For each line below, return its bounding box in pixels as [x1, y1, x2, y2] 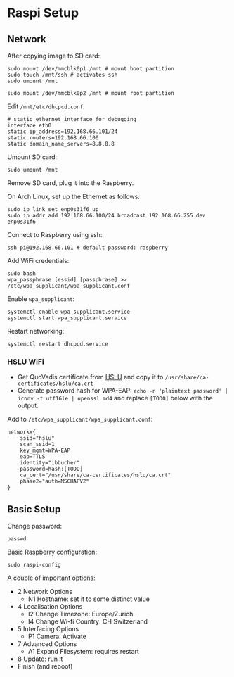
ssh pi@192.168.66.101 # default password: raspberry [7, 244, 169, 251]
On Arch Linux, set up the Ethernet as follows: [7, 192, 141, 201]
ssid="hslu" [20, 435, 55, 442]
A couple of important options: [7, 574, 96, 582]
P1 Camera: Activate [27, 632, 86, 641]
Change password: [7, 522, 62, 531]
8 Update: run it [17, 654, 63, 663]
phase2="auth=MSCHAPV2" [20, 478, 90, 485]
